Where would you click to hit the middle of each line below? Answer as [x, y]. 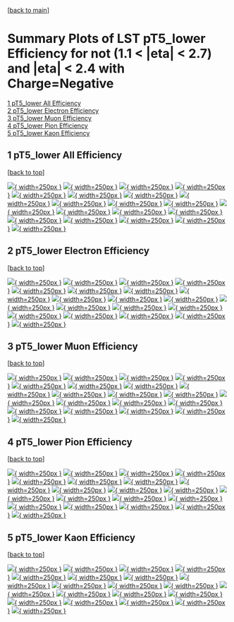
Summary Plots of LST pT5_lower [106, 39]
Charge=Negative [61, 84]
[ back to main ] [28, 10]
